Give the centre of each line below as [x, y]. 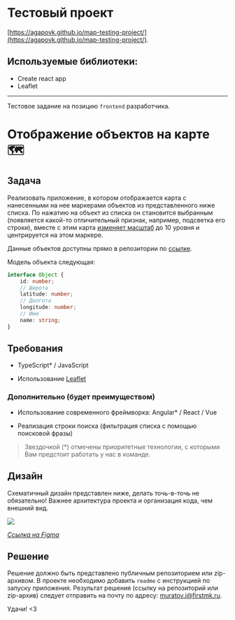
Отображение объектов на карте [108, 134]
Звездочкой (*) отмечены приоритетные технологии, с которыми [122, 447]
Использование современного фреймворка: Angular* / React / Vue [117, 412]
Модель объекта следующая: [51, 262]
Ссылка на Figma [33, 534]
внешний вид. [28, 507]
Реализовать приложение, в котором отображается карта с [97, 198]
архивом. [21, 581]
